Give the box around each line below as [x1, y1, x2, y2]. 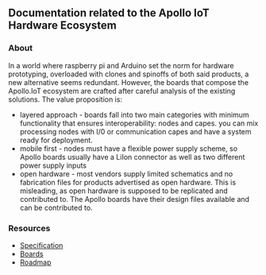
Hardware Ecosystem [8, 19, 117, 33]
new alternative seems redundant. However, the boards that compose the [8, 77, 249, 87]
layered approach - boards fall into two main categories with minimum [19, 110, 249, 119]
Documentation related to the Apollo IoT [8, 6, 210, 20]
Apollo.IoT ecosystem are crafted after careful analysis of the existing [8, 86, 236, 95]
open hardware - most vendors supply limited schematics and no [19, 168, 233, 178]
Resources [8, 223, 51, 234]
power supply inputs [19, 161, 87, 170]
